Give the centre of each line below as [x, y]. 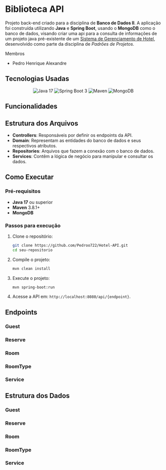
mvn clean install [31, 269]
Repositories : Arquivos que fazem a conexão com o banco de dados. [83, 151]
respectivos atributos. [34, 145]
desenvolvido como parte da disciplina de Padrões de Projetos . [70, 44]
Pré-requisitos [23, 191]
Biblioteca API [35, 9]
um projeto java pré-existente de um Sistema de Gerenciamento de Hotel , [80, 39]
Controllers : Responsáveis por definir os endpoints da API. [72, 135]
